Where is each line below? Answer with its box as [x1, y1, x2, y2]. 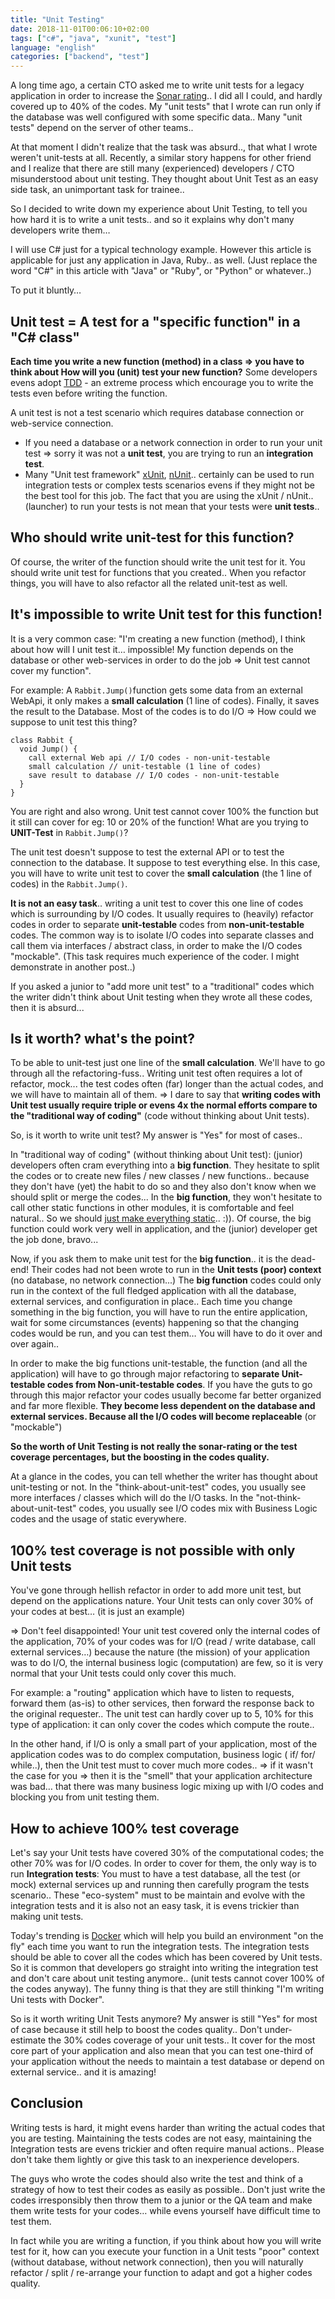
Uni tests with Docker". [10, 1994, 105, 2005]
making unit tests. [10, 1911, 84, 1922]
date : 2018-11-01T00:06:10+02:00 [10, 24, 150, 34]
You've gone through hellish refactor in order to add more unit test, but [10, 1584, 302, 1596]
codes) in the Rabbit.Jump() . [10, 877, 128, 890]
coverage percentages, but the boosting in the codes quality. [10, 1451, 270, 1463]
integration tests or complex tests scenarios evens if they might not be [24, 479, 315, 491]
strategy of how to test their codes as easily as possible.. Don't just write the [10, 2183, 326, 2195]
